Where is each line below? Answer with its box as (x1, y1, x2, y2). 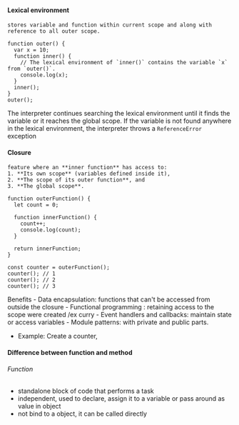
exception (7, 132, 37, 141)
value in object (17, 402, 61, 411)
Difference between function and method (7, 349, 133, 356)
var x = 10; (14, 46, 50, 54)
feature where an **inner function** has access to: (7, 164, 168, 171)
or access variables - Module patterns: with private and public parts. (7, 318, 209, 326)
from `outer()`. (7, 65, 56, 73)
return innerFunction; (14, 245, 81, 253)
